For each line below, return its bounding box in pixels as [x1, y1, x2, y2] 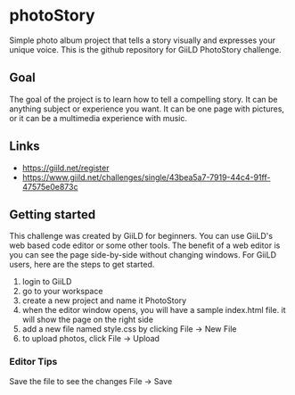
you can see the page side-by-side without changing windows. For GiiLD [9, 250, 277, 260]
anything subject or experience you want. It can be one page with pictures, [9, 103, 285, 114]
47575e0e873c [21, 181, 78, 192]
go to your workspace [21, 286, 103, 297]
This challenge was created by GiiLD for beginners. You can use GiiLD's [9, 231, 274, 242]
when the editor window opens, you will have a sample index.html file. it [21, 305, 287, 316]
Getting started [9, 207, 96, 222]
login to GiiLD [21, 276, 72, 287]
